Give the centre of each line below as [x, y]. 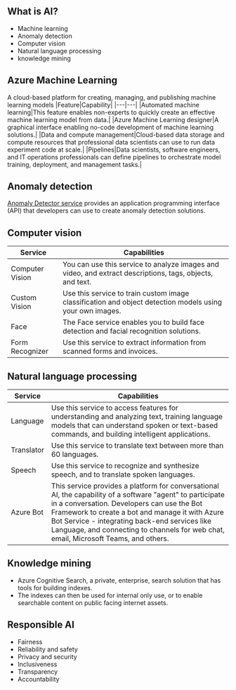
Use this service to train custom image [126, 293]
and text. [77, 282]
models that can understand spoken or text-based [135, 425]
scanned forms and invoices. [110, 352]
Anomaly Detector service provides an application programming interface [113, 204]
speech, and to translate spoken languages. [123, 475]
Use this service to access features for [115, 408]
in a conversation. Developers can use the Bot [127, 503]
